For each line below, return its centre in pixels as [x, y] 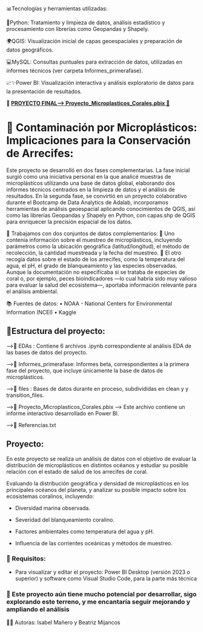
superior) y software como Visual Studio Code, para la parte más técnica [106, 578]
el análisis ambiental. [32, 291]
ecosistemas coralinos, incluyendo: [50, 496]
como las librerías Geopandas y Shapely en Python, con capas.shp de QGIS [101, 215]
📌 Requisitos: [26, 559]
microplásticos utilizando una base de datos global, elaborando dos [91, 183]
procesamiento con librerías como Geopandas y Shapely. [78, 29]
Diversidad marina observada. [53, 508]
